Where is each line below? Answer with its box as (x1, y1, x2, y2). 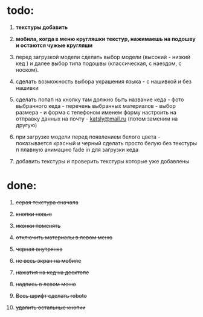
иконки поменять (15, 222, 61, 229)
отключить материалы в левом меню (15, 233, 113, 241)
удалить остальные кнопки (15, 304, 86, 311)
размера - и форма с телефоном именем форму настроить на (15, 108, 177, 116)
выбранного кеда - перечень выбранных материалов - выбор (15, 102, 176, 109)
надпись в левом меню (15, 280, 76, 287)
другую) (15, 121, 37, 128)
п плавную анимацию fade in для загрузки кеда (15, 146, 139, 153)
